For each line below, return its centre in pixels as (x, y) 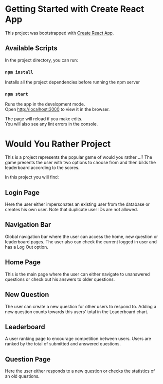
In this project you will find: (32, 177)
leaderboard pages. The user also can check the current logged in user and (81, 242)
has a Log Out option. (27, 247)
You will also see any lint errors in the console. (52, 124)
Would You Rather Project (58, 144)
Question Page (28, 359)
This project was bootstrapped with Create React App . (60, 33)
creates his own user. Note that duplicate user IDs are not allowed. (72, 210)
